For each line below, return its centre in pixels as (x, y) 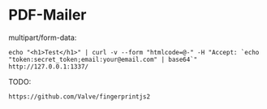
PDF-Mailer (47, 15)
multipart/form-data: (43, 37)
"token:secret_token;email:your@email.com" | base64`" (103, 59)
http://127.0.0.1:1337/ (49, 67)
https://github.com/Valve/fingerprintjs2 (80, 96)
